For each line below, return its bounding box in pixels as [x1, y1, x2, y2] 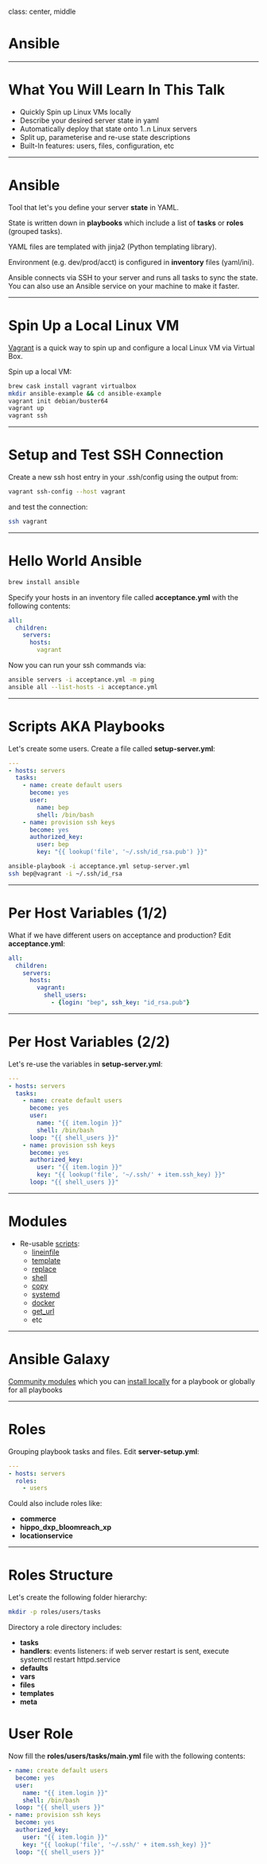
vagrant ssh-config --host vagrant [8, 488, 126, 496]
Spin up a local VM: [8, 366, 72, 376]
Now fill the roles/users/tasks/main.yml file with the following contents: [8, 1751, 246, 1761]
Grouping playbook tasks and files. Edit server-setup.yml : [8, 1446, 200, 1456]
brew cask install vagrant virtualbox [8, 382, 137, 390]
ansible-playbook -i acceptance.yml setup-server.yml [8, 863, 191, 871]
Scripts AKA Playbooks [8, 717, 165, 735]
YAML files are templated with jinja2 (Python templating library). [8, 242, 217, 252]
